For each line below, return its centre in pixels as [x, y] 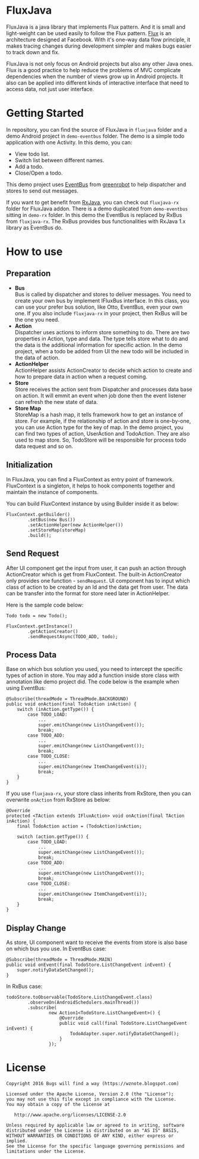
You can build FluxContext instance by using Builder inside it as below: [93, 504]
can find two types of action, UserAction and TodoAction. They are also [102, 433]
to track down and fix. [33, 52]
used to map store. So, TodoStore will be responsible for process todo [100, 440]
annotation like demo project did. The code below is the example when [93, 682]
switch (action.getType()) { [53, 837]
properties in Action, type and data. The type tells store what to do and [101, 338]
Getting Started [45, 113]
